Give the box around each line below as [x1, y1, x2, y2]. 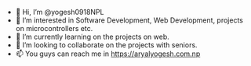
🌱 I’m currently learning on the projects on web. [15, 32, 170, 41]
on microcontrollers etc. [15, 24, 93, 33]
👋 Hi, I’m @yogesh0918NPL [15, 8, 104, 16]
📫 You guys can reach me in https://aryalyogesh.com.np [15, 49, 201, 58]
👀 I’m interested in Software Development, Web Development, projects [15, 16, 243, 25]
